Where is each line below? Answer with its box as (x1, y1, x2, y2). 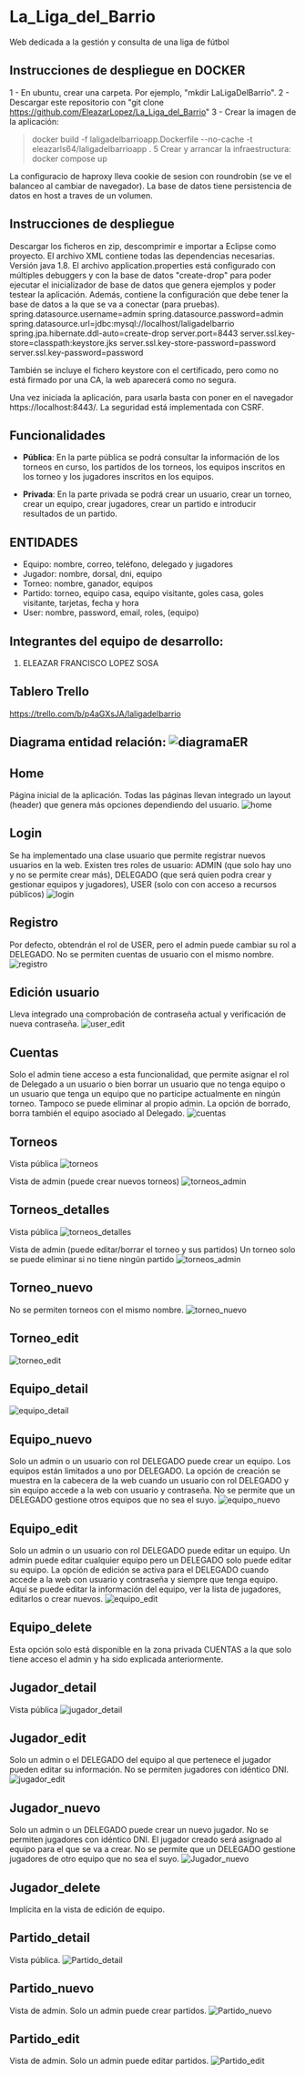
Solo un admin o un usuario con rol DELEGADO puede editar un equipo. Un (9, 1544, 290, 1555)
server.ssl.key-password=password (9, 347, 144, 358)
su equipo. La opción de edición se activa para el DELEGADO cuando (9, 1564, 269, 1575)
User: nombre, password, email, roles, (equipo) (22, 607, 199, 618)
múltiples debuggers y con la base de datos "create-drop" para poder (9, 269, 272, 280)
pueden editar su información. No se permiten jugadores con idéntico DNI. (9, 1764, 290, 1776)
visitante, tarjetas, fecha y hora (22, 598, 139, 609)
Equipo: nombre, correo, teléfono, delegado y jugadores (22, 559, 234, 570)
